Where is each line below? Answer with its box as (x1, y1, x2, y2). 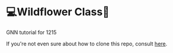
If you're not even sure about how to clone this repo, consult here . (6, 40, 168, 47)
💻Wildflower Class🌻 (6, 5, 110, 19)
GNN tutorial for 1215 (6, 28, 57, 36)
